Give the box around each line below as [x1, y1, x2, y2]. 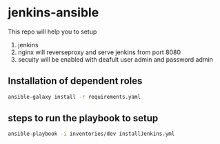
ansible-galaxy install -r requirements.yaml [8, 93, 141, 100]
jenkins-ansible [8, 5, 99, 21]
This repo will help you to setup [8, 27, 97, 36]
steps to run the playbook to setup [8, 112, 159, 124]
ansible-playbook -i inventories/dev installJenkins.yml [8, 130, 175, 138]
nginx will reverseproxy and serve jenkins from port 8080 [17, 48, 181, 56]
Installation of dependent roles [8, 75, 143, 87]
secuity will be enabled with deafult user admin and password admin [17, 55, 213, 63]
